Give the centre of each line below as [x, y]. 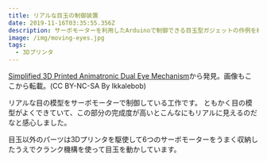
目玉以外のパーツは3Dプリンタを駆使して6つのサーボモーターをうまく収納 [130, 139]
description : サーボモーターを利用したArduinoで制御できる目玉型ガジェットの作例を [132, 30]
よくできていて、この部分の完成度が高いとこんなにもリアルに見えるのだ [140, 113]
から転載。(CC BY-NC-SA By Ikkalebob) [81, 86]
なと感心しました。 [40, 123]
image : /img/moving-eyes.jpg [56, 38]
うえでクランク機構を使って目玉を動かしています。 [98, 149]
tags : [17, 45]
